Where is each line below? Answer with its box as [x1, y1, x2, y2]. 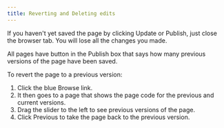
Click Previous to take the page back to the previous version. [17, 113, 190, 121]
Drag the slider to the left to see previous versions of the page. [17, 105, 195, 114]
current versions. [17, 98, 66, 107]
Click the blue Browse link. [17, 83, 93, 92]
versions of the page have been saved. [7, 56, 118, 65]
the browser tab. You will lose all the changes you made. [7, 36, 167, 45]
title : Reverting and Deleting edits [7, 10, 116, 17]
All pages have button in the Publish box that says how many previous [7, 50, 206, 58]
